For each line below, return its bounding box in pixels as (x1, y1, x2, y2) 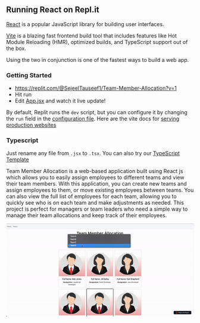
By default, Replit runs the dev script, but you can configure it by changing (6, 109, 187, 116)
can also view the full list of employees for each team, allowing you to (6, 193, 177, 200)
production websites (6, 121, 57, 128)
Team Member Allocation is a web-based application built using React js (6, 168, 183, 175)
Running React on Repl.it (6, 5, 99, 15)
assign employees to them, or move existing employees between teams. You (6, 187, 194, 194)
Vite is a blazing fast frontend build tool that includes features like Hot (6, 32, 177, 39)
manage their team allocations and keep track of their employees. (6, 212, 167, 219)
